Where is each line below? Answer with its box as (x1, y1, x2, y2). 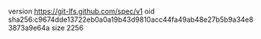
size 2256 (50, 23, 84, 32)
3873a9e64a (8, 23, 50, 32)
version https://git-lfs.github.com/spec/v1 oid (8, 7, 155, 16)
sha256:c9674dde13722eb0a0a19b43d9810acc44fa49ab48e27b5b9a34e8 (8, 15, 254, 24)
